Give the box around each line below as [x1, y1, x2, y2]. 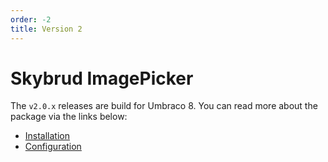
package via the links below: [10, 111, 128, 123]
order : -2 [10, 14, 52, 25]
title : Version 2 [10, 24, 83, 34]
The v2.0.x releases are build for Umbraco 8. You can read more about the [10, 100, 318, 112]
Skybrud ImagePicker [10, 67, 194, 90]
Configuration [24, 141, 82, 153]
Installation [24, 130, 71, 142]
